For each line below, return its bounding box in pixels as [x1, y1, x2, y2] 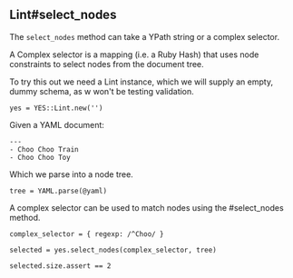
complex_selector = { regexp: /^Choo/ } [9, 229, 165, 239]
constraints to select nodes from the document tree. [9, 58, 204, 69]
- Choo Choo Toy [9, 153, 71, 162]
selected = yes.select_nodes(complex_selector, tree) [9, 245, 218, 254]
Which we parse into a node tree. [9, 168, 133, 180]
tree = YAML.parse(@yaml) [9, 186, 107, 195]
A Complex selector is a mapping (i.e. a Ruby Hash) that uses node [9, 49, 259, 60]
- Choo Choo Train [9, 144, 79, 154]
